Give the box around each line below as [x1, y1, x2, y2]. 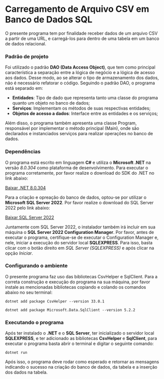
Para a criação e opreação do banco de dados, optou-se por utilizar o [5, 194, 147, 200]
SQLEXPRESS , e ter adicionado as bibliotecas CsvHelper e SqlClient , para [5, 336, 158, 341]
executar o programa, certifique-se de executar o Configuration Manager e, [5, 234, 159, 240]
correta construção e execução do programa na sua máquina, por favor [5, 279, 150, 285]
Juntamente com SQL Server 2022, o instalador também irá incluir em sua [5, 224, 156, 230]
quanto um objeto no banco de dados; [12, 100, 90, 106]
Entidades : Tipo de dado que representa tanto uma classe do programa [12, 95, 159, 101]
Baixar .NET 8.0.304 [5, 185, 46, 190]
